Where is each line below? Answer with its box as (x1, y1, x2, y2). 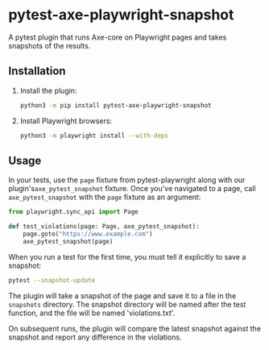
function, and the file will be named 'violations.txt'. (8, 308, 176, 318)
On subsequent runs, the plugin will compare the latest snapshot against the (8, 323, 262, 333)
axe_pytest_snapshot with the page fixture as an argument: (8, 192, 201, 202)
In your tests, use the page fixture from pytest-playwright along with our (8, 175, 246, 185)
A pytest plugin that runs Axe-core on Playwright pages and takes (8, 32, 227, 42)
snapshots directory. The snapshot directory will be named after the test (8, 299, 246, 309)
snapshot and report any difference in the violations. (8, 332, 182, 342)
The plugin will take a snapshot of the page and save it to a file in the (8, 290, 237, 300)
